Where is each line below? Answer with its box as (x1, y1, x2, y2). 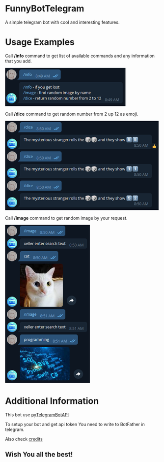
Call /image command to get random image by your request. (5, 215, 128, 221)
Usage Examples (5, 36, 75, 48)
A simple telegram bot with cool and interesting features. (5, 19, 120, 25)
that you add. (5, 58, 32, 64)
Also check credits (5, 436, 43, 442)
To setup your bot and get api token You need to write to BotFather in (5, 421, 145, 427)
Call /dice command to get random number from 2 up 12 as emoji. (5, 111, 138, 117)
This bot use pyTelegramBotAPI (5, 412, 69, 418)
